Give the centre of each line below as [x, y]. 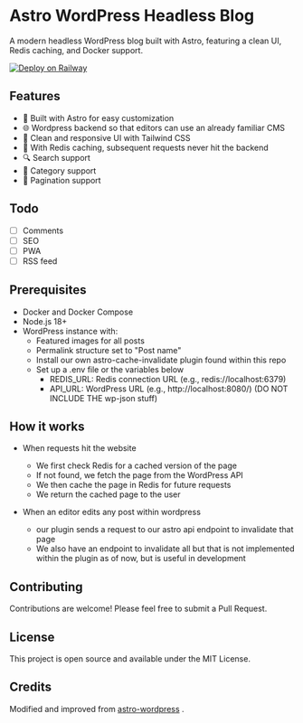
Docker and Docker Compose [78, 312]
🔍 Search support [56, 157]
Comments [43, 230]
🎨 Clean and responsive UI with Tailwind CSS [107, 137]
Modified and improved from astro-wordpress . [97, 709]
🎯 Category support [59, 170]
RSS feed [40, 261]
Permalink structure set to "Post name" [109, 350]
